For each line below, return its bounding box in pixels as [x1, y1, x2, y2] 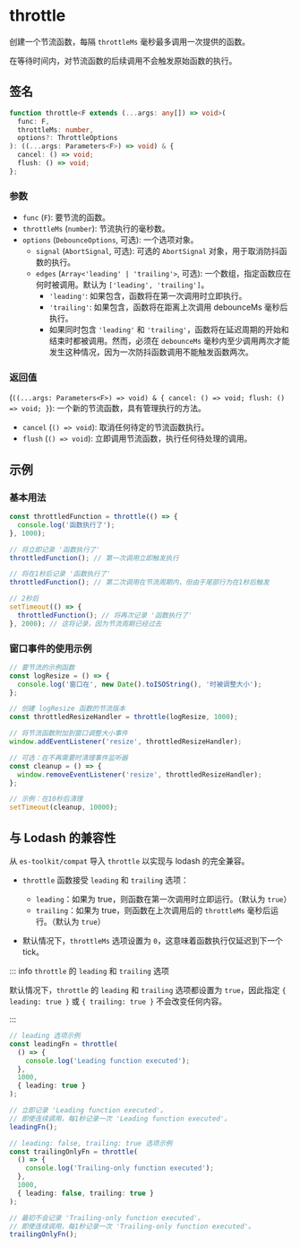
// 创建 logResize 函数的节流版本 [9, 704, 126, 714]
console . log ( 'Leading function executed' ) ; [25, 1056, 191, 1065]
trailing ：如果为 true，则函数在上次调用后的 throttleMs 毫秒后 [35, 905, 271, 916]
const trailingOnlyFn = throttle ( [9, 1147, 139, 1156]
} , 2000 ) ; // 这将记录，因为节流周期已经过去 [9, 619, 162, 628]
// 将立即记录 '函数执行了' [9, 545, 100, 554]
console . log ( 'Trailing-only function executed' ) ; [25, 1164, 215, 1173]
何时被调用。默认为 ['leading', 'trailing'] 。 [35, 279, 210, 290]
